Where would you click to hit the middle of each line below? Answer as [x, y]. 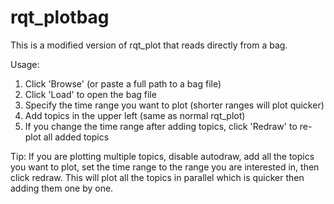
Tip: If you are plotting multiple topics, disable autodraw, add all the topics [162, 156]
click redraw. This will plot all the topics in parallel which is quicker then [157, 177]
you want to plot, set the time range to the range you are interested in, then [165, 167]
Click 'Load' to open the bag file [90, 94]
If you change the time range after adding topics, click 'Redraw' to [161, 126]
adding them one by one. [62, 188]
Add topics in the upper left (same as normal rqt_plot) [135, 115]
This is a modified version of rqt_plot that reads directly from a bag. [149, 45]
